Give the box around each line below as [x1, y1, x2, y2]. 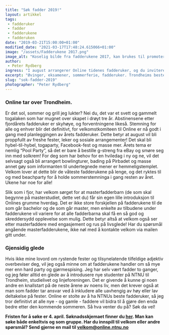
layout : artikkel [5, 12, 42, 17]
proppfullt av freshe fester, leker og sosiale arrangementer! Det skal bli [5, 137, 152, 143]
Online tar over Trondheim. [5, 98, 72, 105]
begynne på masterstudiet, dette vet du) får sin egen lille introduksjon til [5, 194, 154, 200]
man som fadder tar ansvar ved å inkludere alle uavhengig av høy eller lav [5, 288, 158, 294]
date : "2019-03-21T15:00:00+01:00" [5, 40, 80, 45]
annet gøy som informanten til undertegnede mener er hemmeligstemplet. [5, 163, 158, 169]
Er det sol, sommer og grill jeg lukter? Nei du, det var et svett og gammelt [5, 110, 157, 116]
